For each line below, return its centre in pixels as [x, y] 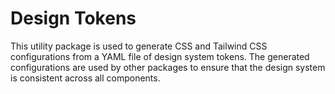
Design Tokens [73, 18]
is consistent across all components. [85, 78]
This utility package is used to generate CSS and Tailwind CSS [139, 46]
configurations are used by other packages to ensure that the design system [168, 67]
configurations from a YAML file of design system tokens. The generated [160, 56]
